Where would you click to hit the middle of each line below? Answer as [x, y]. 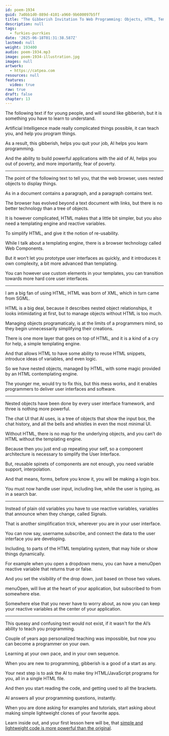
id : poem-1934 [20, 10]
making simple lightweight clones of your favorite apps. [63, 713]
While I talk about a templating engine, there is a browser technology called [83, 243]
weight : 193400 [21, 47]
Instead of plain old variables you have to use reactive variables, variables [82, 508]
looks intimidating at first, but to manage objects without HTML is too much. [84, 314]
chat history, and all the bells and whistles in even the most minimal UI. [78, 424]
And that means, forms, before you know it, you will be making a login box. [82, 479]
